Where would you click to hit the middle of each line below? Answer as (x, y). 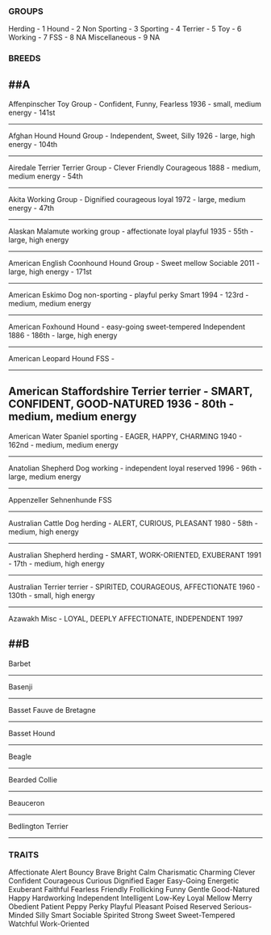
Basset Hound (32, 733)
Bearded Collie (33, 779)
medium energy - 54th (46, 176)
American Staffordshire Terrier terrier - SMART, (131, 392)
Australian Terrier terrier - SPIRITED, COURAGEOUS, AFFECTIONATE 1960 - (134, 587)
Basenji (21, 687)
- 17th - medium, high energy (56, 563)
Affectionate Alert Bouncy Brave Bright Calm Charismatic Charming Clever (132, 872)
